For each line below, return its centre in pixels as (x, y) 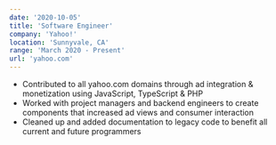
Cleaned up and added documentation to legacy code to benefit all (145, 122)
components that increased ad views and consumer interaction (138, 113)
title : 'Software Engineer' (61, 26)
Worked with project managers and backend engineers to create (140, 103)
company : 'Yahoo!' (43, 34)
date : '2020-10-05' (45, 17)
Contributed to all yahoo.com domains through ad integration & (138, 84)
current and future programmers (81, 131)
